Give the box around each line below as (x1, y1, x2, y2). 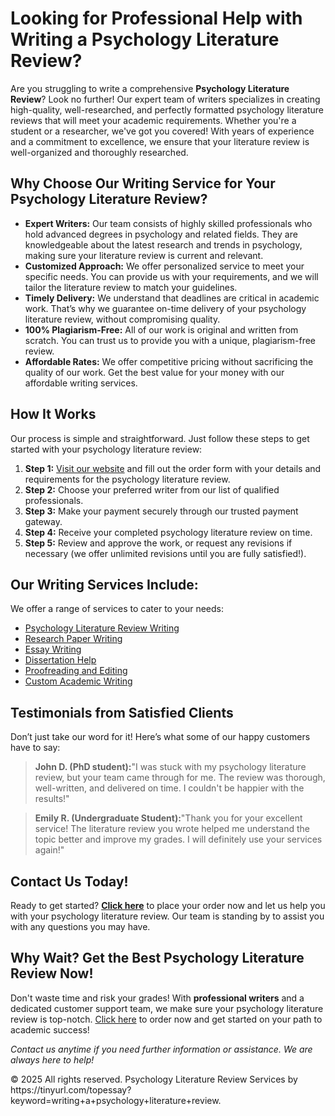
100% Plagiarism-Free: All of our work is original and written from (24, 323, 299, 336)
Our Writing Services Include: (10, 576, 199, 593)
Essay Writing (24, 643, 82, 656)
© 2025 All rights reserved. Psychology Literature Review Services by (10, 1073, 298, 1085)
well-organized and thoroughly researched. (10, 146, 189, 158)
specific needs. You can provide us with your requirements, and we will (24, 270, 319, 282)
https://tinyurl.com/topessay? (10, 1083, 132, 1096)
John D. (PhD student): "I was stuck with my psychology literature (34, 761, 307, 773)
